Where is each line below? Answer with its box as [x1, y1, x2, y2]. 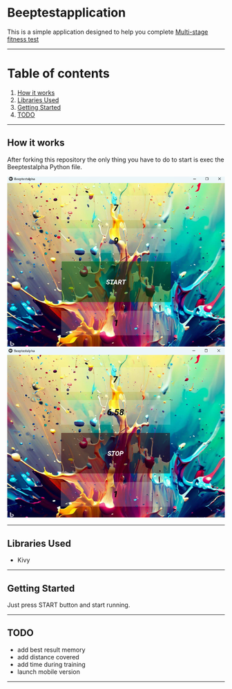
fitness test [7, 35, 39, 43]
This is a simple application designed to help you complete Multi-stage [7, 28, 209, 36]
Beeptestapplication [7, 5, 126, 21]
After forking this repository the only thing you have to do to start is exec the [7, 155, 224, 164]
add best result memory [17, 646, 86, 654]
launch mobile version [17, 668, 81, 676]
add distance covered [17, 652, 79, 661]
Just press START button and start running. [7, 601, 130, 609]
